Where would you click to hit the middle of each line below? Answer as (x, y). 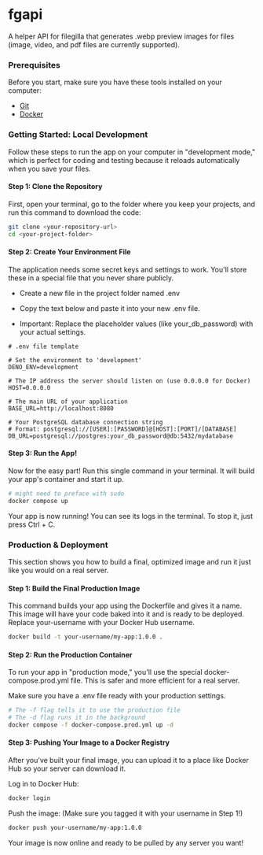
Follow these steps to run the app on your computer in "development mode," (132, 152)
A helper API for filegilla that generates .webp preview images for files (121, 36)
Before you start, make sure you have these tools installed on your (115, 82)
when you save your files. (50, 168)
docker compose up (38, 501)
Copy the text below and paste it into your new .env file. (110, 308)
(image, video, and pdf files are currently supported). (94, 44)
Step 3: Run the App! (42, 453)
